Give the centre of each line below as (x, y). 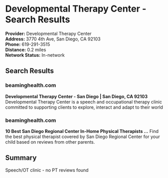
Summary (21, 158)
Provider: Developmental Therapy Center (49, 33)
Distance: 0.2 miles (26, 50)
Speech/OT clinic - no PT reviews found (47, 170)
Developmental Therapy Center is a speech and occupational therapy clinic (84, 102)
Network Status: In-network (35, 55)
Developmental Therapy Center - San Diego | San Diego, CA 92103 (76, 96)
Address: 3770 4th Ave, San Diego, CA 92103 (53, 39)
